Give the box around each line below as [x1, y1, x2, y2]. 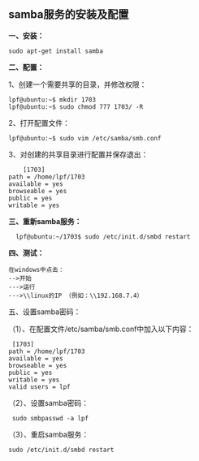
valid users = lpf [8, 382, 71, 391]
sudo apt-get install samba [8, 47, 104, 55]
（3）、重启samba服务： [8, 429, 89, 439]
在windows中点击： [8, 265, 65, 274]
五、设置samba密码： [8, 307, 81, 317]
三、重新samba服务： [8, 216, 82, 226]
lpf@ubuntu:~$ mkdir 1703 [8, 96, 96, 104]
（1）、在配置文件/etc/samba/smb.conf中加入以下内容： [8, 324, 194, 334]
